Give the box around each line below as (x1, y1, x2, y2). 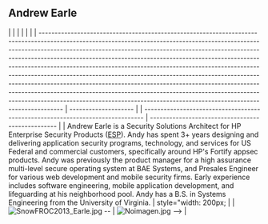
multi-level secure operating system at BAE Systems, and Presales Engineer (8, 163, 258, 173)
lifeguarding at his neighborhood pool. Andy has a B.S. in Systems (8, 189, 226, 198)
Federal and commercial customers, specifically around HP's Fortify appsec (8, 146, 258, 156)
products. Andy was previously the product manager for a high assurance (8, 155, 252, 165)
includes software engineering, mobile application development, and (8, 180, 234, 190)
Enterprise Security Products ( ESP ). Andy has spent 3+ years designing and (8, 130, 259, 139)
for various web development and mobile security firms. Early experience (8, 172, 250, 182)
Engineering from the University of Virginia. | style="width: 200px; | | (8, 198, 235, 207)
